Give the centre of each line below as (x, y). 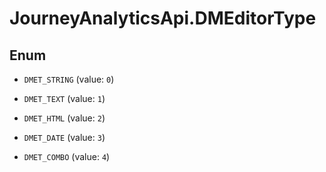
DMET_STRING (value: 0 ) (69, 79)
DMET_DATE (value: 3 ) (64, 137)
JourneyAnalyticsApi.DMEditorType (163, 18)
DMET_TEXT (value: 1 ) (64, 98)
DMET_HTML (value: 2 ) (64, 118)
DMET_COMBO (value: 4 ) (67, 156)
